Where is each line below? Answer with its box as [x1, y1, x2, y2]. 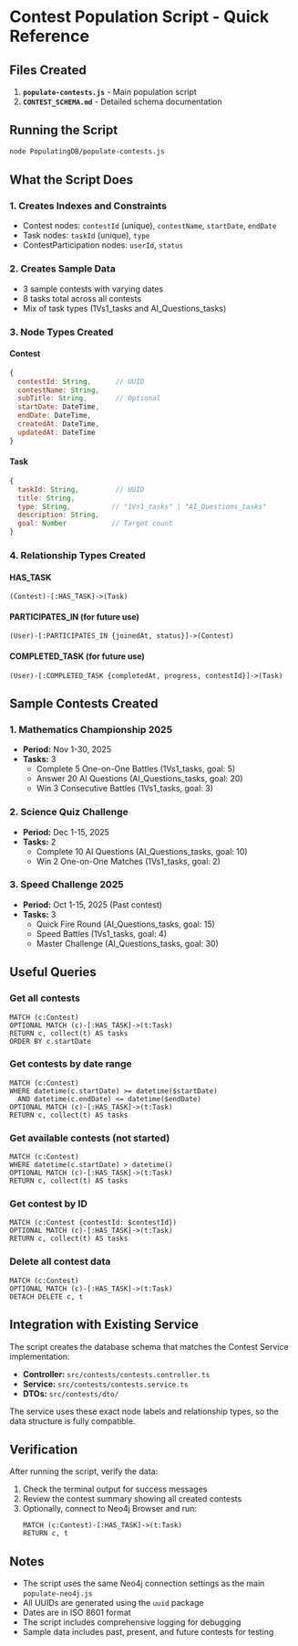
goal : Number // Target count [17, 519, 173, 528]
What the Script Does [9, 172, 134, 188]
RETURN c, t [22, 1529, 68, 1538]
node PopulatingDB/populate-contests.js [9, 146, 166, 156]
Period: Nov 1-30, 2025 [22, 744, 112, 755]
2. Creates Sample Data [9, 262, 116, 275]
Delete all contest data [9, 1255, 111, 1268]
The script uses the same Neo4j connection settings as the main [22, 1578, 265, 1589]
